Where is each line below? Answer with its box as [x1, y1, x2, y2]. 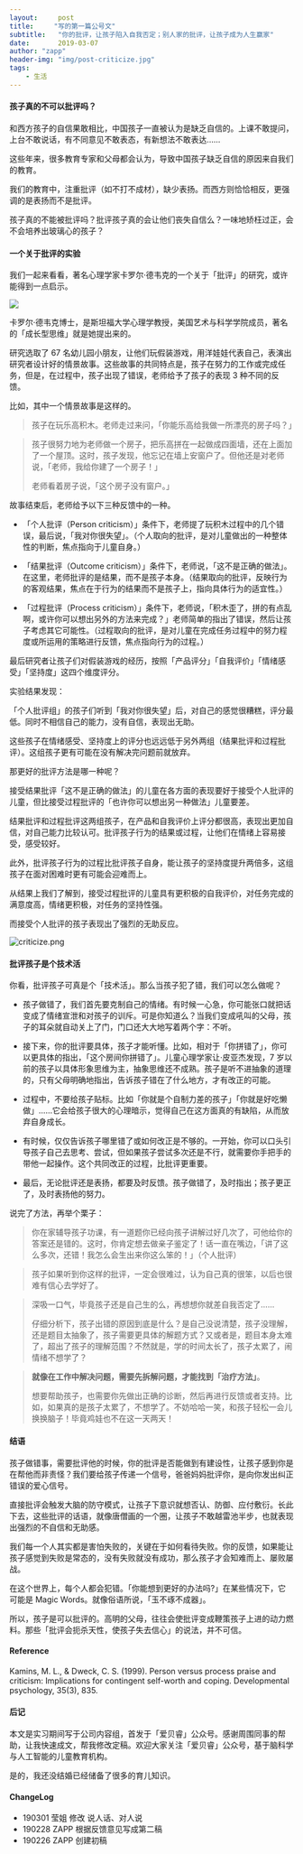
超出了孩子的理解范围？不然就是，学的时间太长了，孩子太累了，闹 [47, 1341, 293, 1352]
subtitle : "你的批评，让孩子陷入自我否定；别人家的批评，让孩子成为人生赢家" [9, 30, 274, 39]
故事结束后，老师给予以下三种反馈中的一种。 [9, 500, 176, 511]
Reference [9, 1645, 50, 1656]
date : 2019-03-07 [9, 38, 99, 48]
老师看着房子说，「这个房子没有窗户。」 [31, 480, 174, 492]
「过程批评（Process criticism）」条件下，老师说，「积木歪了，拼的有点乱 [22, 602, 292, 614]
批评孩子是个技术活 [9, 958, 81, 969]
